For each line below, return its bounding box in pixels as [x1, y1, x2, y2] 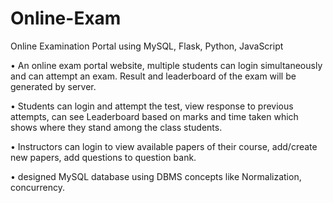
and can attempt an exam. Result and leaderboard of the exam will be [10, 70, 297, 82]
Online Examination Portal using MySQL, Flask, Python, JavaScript [10, 40, 284, 52]
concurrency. [10, 181, 65, 193]
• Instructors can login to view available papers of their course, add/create [10, 140, 318, 152]
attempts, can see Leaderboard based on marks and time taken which [10, 110, 299, 122]
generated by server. [10, 80, 97, 92]
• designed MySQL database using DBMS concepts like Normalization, [10, 170, 302, 182]
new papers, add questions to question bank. [10, 151, 197, 163]
